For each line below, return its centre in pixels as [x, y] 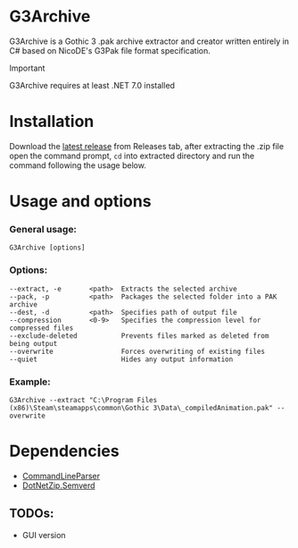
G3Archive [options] [48, 248]
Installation [52, 122]
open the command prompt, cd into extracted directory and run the [132, 156]
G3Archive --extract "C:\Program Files [83, 400]
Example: [30, 382]
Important [27, 68]
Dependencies [64, 451]
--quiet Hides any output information [121, 359]
